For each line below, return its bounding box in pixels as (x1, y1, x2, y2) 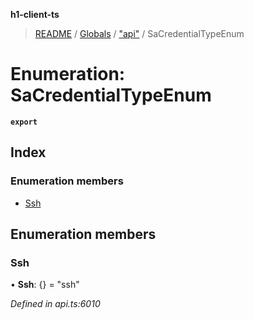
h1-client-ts (10, 9, 60, 20)
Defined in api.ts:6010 (10, 298, 101, 310)
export (10, 117, 38, 127)
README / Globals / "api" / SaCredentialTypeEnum (34, 28, 245, 39)
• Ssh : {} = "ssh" (10, 279, 80, 291)
